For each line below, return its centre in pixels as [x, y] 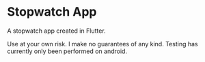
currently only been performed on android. [67, 51]
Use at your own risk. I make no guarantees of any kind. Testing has [102, 44]
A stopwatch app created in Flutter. [56, 31]
